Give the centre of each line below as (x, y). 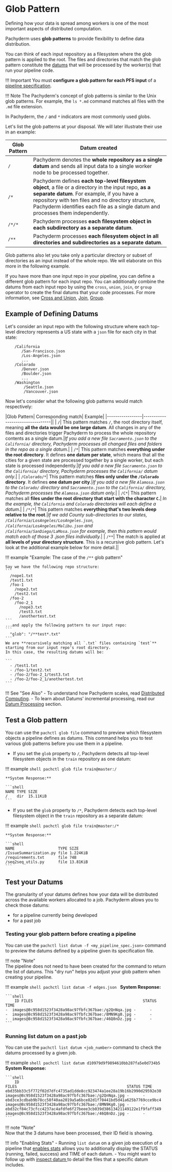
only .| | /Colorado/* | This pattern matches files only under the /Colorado (82, 476)
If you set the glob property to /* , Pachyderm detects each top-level (85, 810)
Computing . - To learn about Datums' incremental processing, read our (80, 698)
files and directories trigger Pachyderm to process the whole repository (81, 433)
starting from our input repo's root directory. (58, 647)
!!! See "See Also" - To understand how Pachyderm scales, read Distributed (85, 693)
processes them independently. (71, 213)
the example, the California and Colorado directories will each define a (81, 504)
